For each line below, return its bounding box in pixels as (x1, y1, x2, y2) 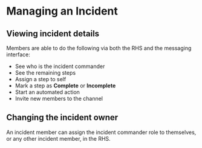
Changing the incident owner (6, 112, 119, 123)
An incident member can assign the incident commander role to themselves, (6, 129, 197, 136)
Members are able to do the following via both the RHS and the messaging (6, 44, 192, 52)
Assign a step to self (15, 76, 67, 82)
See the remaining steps (15, 69, 76, 76)
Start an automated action (15, 89, 80, 95)
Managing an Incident (6, 4, 118, 18)
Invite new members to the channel (15, 95, 103, 102)
